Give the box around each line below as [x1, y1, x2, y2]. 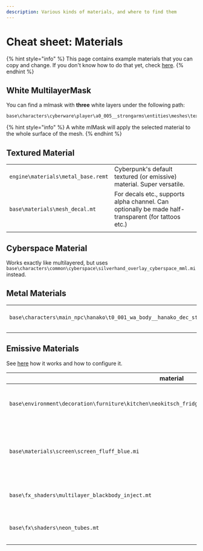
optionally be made [114, 205, 169, 214]
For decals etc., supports [114, 190, 185, 199]
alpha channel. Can [114, 197, 169, 206]
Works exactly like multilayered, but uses [6, 259, 108, 266]
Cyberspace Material [6, 243, 88, 253]
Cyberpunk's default [114, 165, 173, 173]
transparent [114, 213, 147, 221]
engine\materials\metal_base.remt [9, 173, 109, 180]
